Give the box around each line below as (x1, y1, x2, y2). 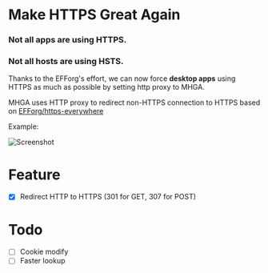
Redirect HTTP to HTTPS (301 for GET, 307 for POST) (19, 192, 197, 202)
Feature (8, 166, 61, 183)
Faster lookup (19, 256, 66, 266)
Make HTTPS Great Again (8, 6, 181, 24)
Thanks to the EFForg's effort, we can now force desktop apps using (8, 74, 236, 83)
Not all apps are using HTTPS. (8, 34, 127, 46)
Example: (8, 122, 39, 131)
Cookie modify (19, 247, 69, 257)
